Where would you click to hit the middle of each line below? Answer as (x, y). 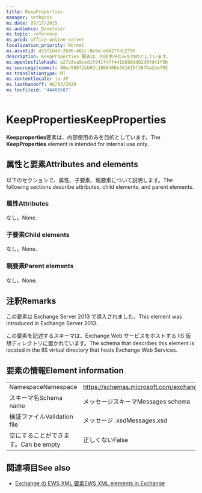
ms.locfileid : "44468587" (38, 90)
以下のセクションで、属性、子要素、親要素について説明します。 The (90, 180)
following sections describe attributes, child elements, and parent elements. (100, 186)
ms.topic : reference (32, 34)
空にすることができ (37, 435)
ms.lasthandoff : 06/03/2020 (41, 85)
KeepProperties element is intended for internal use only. (78, 144)
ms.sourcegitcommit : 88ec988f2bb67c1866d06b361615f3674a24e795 (87, 68)
